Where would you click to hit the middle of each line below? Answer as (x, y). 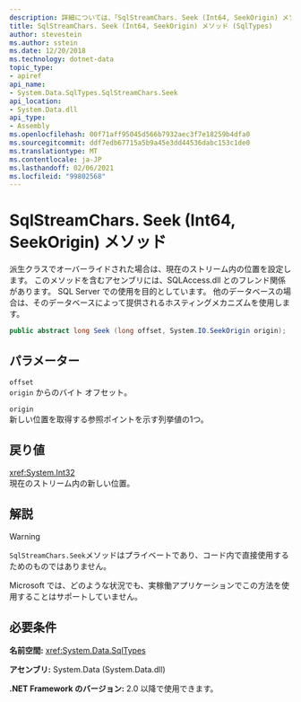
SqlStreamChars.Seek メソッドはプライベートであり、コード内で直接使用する (149, 555)
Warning (25, 536)
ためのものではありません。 (60, 566)
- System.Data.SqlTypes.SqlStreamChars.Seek (94, 92)
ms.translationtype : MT (54, 151)
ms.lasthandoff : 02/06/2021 (62, 168)
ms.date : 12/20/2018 (48, 51)
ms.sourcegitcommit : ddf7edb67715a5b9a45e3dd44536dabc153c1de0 (130, 143)
